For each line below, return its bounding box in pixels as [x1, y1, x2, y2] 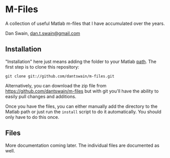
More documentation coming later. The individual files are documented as [5, 142, 160, 148]
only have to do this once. [5, 114, 59, 120]
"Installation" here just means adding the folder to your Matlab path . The [5, 58, 157, 65]
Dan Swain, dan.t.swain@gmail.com [5, 30, 80, 36]
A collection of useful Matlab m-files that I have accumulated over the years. [5, 20, 165, 26]
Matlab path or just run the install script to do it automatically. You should [5, 108, 161, 115]
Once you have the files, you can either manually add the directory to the [5, 103, 158, 109]
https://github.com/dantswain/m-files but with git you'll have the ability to [5, 88, 159, 94]
